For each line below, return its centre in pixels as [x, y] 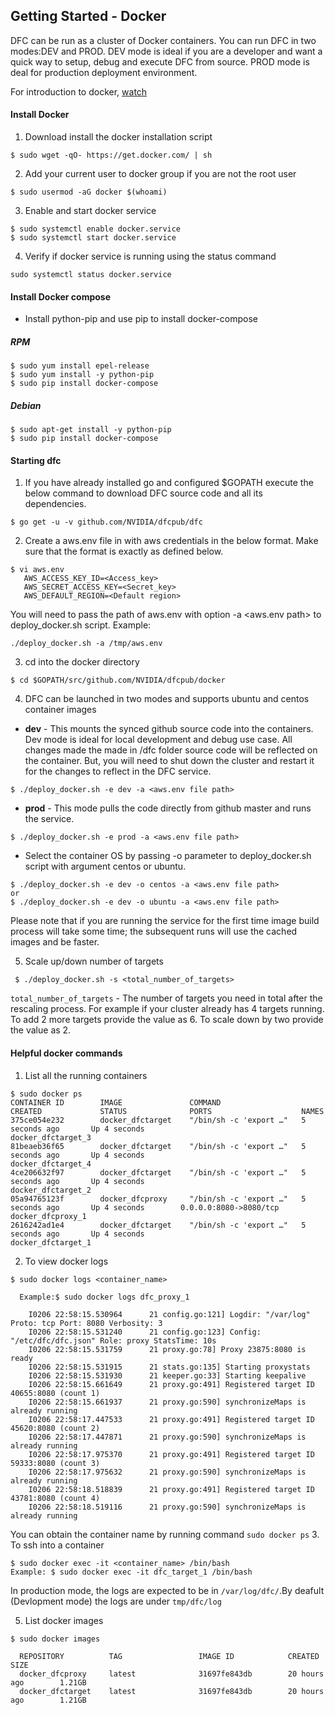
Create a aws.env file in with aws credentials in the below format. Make [171, 541]
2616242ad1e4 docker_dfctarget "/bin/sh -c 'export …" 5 [158, 1225]
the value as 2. [41, 1030]
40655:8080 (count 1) [55, 1393]
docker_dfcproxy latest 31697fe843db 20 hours [172, 1674]
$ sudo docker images [55, 1639]
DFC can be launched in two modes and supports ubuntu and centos [167, 699]
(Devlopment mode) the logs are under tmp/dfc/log [116, 1601]
